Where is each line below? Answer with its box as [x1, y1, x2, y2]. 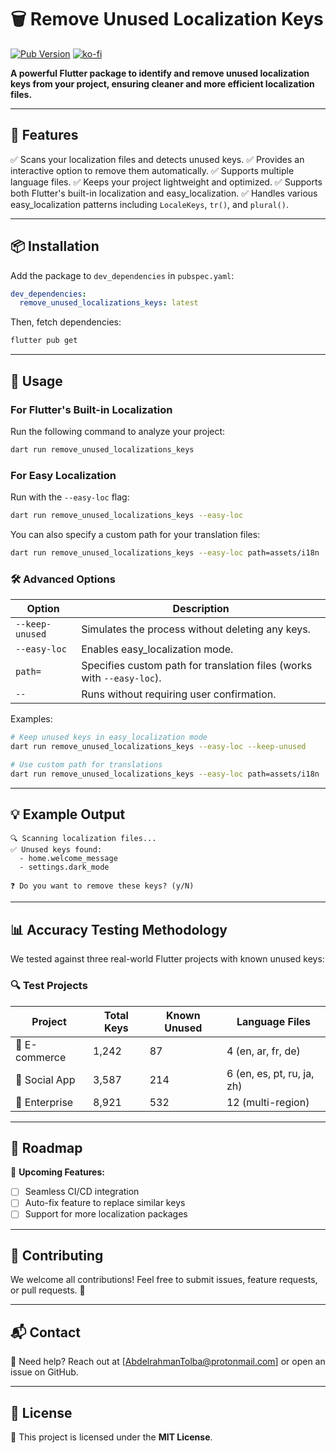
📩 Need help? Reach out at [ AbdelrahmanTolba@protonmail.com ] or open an [10, 1356, 326, 1368]
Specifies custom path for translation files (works [81, 659, 313, 673]
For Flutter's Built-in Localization [10, 402, 173, 416]
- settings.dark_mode [19, 862, 110, 873]
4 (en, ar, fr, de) [226, 1044, 301, 1058]
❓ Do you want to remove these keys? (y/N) [10, 881, 195, 891]
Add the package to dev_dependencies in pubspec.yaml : [10, 269, 235, 281]
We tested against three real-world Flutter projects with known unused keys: [10, 953, 325, 965]
